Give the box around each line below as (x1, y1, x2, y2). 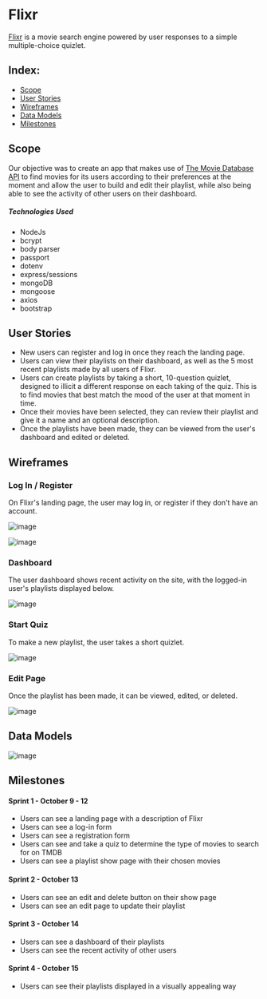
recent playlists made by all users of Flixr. (19, 365, 156, 375)
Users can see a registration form (19, 831, 130, 840)
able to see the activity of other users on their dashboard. (8, 188, 198, 198)
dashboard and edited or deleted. (19, 433, 130, 442)
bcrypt (19, 236, 42, 245)
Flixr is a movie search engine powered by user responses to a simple (8, 32, 238, 42)
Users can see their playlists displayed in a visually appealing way (19, 981, 237, 991)
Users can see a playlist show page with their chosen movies (19, 856, 221, 866)
